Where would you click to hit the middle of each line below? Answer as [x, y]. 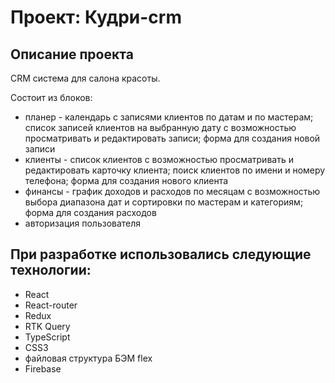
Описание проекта [72, 54]
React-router [51, 305]
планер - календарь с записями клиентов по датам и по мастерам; [169, 117]
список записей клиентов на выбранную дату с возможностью [160, 127]
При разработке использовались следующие [161, 254]
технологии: [51, 270]
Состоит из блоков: [51, 97]
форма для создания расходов [90, 212]
